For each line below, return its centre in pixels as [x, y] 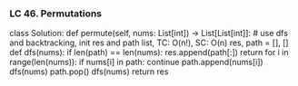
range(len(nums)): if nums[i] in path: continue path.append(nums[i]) [136, 62]
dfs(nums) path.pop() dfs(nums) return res [89, 72]
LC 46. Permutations [56, 14]
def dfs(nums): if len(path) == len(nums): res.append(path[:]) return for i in [149, 53]
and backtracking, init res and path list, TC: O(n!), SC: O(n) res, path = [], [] [149, 43]
